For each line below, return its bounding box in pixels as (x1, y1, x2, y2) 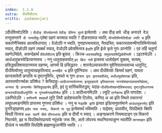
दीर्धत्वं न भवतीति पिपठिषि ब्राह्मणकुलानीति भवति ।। (5, 122, 82, 128)
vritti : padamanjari (5, 16, 49, 21)
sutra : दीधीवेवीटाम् (5, 12, 37, 17)
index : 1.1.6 (5, 7, 34, 12)
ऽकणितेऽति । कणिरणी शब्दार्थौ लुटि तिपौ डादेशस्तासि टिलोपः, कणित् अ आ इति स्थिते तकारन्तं (5, 95, 143, 101)
